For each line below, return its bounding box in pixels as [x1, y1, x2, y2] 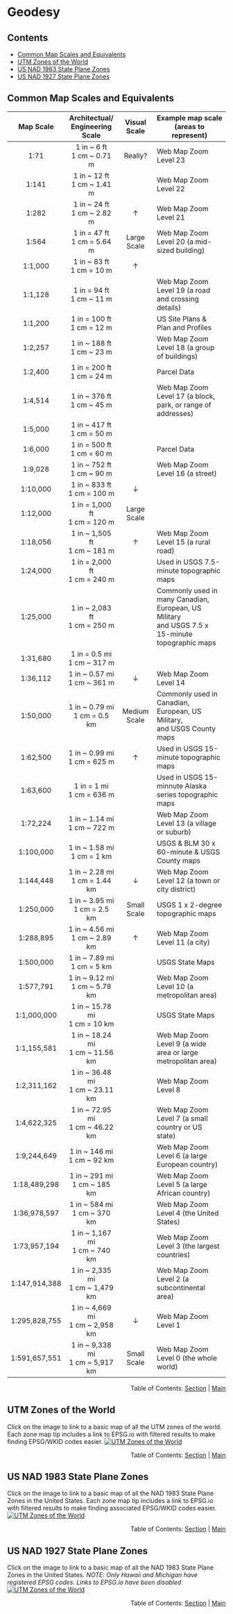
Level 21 [156, 213, 185, 222]
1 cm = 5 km [70, 961, 112, 971]
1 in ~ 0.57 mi [68, 669, 114, 679]
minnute [156, 781, 184, 790]
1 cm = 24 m [70, 371, 112, 381]
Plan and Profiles [156, 322, 212, 332]
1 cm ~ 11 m [70, 294, 112, 303]
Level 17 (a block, [156, 391, 216, 401]
